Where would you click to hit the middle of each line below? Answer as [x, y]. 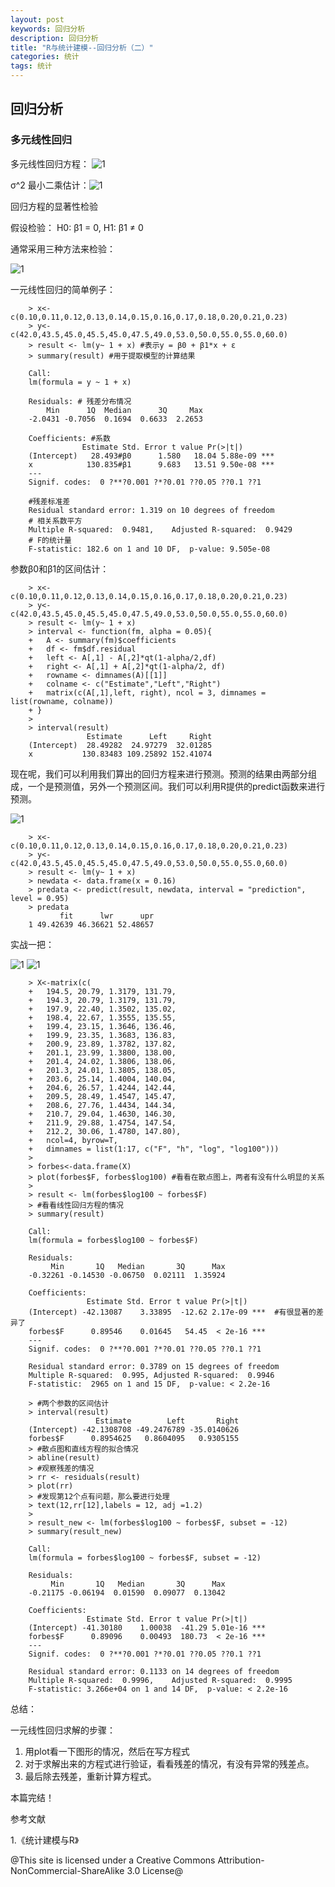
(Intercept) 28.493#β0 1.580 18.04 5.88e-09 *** [151, 456]
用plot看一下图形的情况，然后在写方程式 [107, 1751]
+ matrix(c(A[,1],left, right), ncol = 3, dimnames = [147, 692]
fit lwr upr [107, 916]
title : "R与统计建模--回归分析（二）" [82, 47]
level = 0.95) [40, 898]
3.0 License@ [154, 1870]
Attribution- [241, 1860]
